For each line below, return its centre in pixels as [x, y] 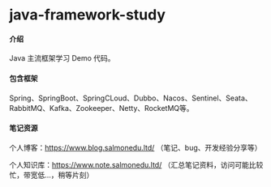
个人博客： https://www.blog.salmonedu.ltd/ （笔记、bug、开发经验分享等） [135, 147]
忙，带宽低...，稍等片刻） [52, 175]
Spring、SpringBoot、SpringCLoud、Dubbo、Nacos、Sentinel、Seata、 [131, 98]
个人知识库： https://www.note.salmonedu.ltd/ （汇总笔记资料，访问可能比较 [136, 164]
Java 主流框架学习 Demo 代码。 [62, 58]
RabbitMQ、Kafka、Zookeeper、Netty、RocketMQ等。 [101, 108]
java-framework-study [87, 15]
